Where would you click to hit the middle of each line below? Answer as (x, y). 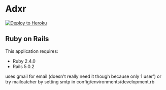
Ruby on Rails (27, 39)
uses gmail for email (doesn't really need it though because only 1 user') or (83, 76)
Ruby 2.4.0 (24, 61)
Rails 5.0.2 (23, 66)
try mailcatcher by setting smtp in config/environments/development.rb (80, 81)
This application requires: (32, 51)
